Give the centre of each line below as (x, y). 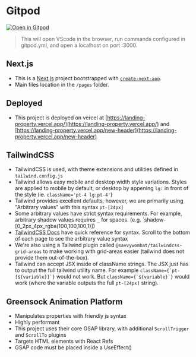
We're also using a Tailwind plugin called (64, 245)
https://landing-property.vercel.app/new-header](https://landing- (97, 130)
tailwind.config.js (39, 176)
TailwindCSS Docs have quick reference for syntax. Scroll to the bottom (102, 232)
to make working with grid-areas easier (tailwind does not (114, 251)
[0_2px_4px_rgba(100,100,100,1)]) (55, 226)
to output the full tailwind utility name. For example (77, 270)
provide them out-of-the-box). (52, 258)
